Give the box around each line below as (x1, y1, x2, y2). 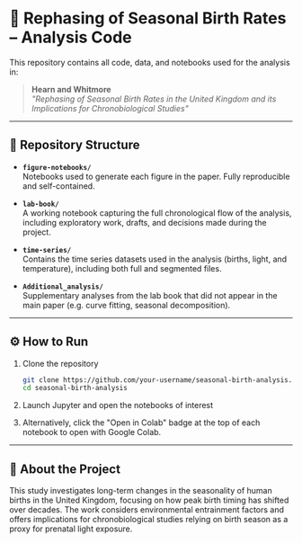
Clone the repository (22, 358, 99, 369)
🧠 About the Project (9, 461, 121, 476)
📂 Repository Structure (9, 138, 140, 153)
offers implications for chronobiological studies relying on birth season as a (9, 514, 289, 525)
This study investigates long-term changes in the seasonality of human (9, 485, 272, 496)
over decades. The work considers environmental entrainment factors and (9, 504, 285, 515)
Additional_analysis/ (22, 282, 103, 291)
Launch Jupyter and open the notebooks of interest (22, 400, 214, 411)
